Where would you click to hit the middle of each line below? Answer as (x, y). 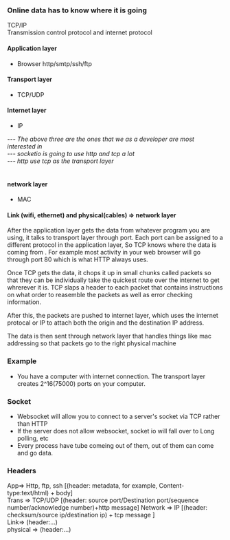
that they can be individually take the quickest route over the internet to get (113, 280)
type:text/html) (28, 493)
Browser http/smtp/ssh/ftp (55, 63)
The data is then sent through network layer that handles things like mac (109, 336)
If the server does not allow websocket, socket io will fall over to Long (116, 431)
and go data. (35, 453)
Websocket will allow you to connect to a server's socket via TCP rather (118, 416)
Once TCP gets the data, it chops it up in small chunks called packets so (109, 273)
